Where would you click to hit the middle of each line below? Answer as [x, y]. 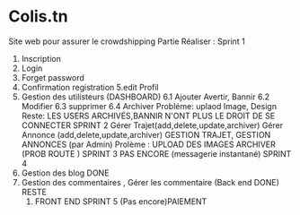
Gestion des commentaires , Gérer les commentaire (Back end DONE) [150, 182]
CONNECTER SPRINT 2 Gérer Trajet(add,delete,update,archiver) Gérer [152, 125]
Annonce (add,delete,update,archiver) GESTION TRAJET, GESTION [146, 134]
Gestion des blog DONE [65, 173]
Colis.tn [38, 17]
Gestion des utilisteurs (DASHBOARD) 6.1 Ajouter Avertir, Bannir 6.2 [146, 97]
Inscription [41, 58]
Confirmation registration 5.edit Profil [90, 87]
